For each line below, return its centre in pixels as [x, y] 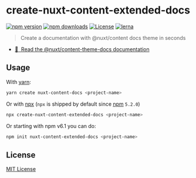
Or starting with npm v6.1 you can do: [51, 126]
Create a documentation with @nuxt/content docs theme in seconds [103, 38]
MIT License [21, 169]
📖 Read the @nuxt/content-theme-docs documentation [82, 49]
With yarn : [18, 82]
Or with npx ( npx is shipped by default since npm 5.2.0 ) [73, 104]
